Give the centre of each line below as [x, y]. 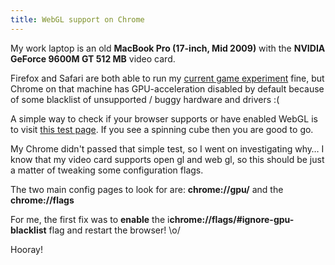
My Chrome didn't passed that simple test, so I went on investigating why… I [167, 148]
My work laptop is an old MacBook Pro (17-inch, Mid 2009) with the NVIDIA [168, 48]
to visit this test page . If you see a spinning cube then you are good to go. [162, 129]
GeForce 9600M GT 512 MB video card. [93, 58]
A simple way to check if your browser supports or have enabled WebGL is [164, 118]
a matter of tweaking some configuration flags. [107, 170]
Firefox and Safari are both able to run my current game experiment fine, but [167, 78]
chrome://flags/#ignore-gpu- [232, 219]
